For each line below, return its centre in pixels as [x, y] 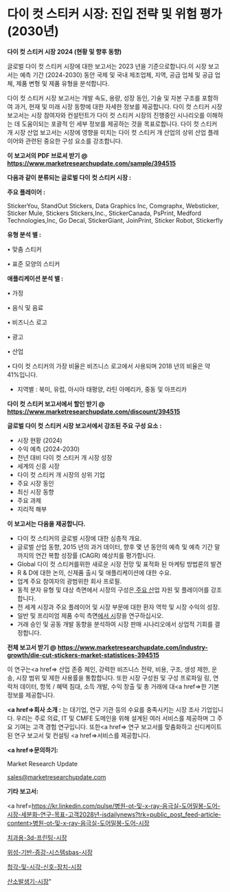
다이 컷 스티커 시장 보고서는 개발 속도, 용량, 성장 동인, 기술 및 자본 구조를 [104, 98]
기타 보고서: [23, 791]
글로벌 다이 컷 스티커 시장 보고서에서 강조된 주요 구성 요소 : [84, 425]
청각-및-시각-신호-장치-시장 [45, 867]
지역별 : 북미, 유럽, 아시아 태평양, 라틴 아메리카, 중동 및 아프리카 [102, 389]
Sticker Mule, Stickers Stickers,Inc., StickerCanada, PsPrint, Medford [104, 213]
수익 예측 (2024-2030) [48, 449]
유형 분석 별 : [24, 234]
